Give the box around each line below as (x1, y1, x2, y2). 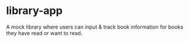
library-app (6, 4, 63, 17)
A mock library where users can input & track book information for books (6, 23, 184, 30)
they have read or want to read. (6, 29, 83, 36)
